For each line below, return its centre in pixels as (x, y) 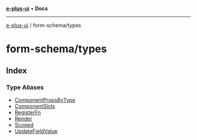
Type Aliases (25, 87)
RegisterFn (28, 112)
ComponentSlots (35, 106)
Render (23, 118)
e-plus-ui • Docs (27, 8)
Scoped (24, 125)
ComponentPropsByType (45, 100)
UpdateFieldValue (36, 131)
